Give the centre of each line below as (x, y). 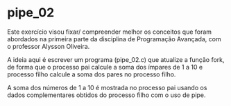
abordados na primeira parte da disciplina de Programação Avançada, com (114, 39)
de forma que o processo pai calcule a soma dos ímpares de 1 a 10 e (105, 67)
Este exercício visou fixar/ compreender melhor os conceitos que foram (110, 32)
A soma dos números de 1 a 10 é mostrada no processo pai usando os (107, 87)
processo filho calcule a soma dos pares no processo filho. (92, 74)
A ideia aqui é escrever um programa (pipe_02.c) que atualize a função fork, (116, 59)
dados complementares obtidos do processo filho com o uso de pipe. (106, 95)
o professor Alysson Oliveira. (49, 46)
